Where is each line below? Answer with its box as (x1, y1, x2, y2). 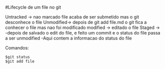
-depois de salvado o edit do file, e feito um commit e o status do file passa (5, 30, 160, 35)
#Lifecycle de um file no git (5, 4, 61, 10)
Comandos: (5, 45, 29, 50)
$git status (5, 54, 30, 59)
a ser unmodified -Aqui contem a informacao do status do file (5, 35, 132, 41)
